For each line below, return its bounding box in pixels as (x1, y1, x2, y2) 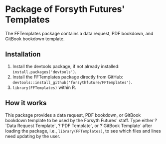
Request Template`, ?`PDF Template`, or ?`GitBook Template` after (17, 123, 153, 129)
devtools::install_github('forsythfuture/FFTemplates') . (12, 79, 133, 85)
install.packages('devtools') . (12, 69, 77, 74)
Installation (5, 50, 41, 59)
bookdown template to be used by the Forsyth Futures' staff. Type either (5, 117, 154, 123)
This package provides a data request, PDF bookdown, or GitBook (5, 112, 141, 118)
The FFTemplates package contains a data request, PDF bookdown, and (5, 30, 154, 36)
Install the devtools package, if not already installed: (12, 63, 120, 69)
